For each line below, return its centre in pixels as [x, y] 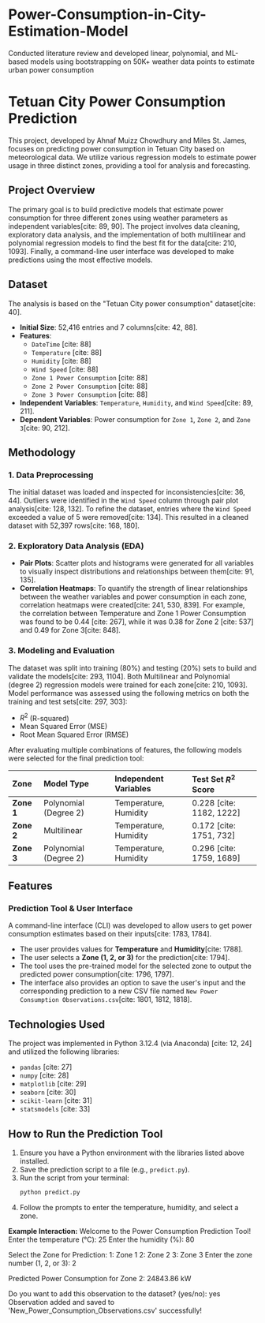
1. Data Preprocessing [51, 475]
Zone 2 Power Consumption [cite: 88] [90, 386]
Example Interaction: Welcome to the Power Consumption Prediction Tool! [129, 1231]
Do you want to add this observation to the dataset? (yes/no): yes [114, 1293]
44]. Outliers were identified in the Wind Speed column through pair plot [123, 501]
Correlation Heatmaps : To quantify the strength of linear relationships [134, 589]
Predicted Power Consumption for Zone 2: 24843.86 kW [100, 1278]
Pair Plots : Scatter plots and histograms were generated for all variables [136, 563]
